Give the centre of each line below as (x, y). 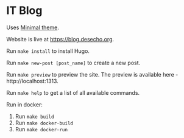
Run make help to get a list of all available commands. (73, 92)
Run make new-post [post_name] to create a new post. (73, 63)
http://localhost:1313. (33, 81)
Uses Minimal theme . (33, 27)
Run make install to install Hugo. (48, 51)
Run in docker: (24, 105)
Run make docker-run (41, 129)
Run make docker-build (44, 123)
